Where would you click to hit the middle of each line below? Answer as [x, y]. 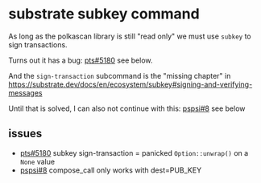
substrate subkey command [104, 14]
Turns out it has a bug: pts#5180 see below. [81, 60]
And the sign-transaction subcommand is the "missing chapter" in [120, 75]
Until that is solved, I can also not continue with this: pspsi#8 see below [127, 108]
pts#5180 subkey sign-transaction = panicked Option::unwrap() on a [134, 152]
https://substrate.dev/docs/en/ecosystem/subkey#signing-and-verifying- [130, 84]
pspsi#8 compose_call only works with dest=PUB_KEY [111, 170]
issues [25, 134]
